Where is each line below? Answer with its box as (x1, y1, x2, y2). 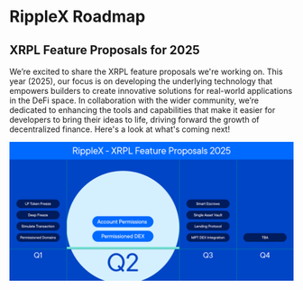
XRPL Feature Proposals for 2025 (9, 42, 200, 58)
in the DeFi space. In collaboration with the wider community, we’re (9, 95, 260, 106)
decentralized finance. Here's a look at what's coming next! (9, 124, 231, 135)
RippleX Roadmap (9, 6, 146, 27)
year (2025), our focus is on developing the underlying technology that (9, 76, 273, 87)
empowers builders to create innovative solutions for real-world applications (9, 86, 293, 96)
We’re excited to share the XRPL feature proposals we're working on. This (9, 66, 283, 77)
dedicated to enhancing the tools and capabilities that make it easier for (9, 105, 276, 115)
